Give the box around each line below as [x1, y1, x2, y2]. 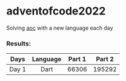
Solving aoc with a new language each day [6, 24, 113, 31]
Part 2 [96, 55, 114, 63]
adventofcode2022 [6, 4, 106, 18]
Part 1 [68, 55, 87, 63]
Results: [6, 39, 31, 48]
